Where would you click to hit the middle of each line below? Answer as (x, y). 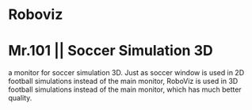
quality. (20, 98)
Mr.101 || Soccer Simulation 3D (111, 51)
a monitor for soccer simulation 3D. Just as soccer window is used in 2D (126, 73)
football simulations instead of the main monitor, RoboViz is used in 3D (123, 82)
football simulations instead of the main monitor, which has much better (125, 89)
